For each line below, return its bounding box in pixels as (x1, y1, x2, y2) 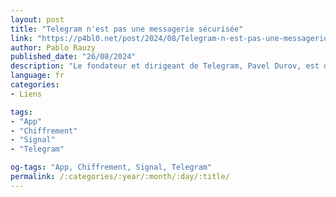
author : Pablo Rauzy (10, 42, 97, 53)
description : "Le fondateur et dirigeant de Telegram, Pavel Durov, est (10, 61, 320, 71)
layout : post (10, 14, 65, 25)
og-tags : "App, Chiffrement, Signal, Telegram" (10, 162, 213, 173)
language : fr (10, 71, 65, 81)
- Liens (10, 89, 43, 99)
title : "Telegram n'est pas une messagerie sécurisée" (10, 24, 244, 34)
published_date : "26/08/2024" (10, 52, 137, 62)
